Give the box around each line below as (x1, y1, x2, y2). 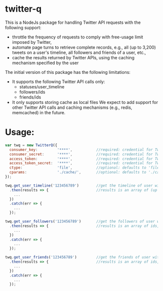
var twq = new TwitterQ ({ (5, 142, 57, 148)
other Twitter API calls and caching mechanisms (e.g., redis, (12, 104, 132, 110)
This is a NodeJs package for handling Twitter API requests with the (5, 19, 141, 25)
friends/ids (19, 94, 41, 100)
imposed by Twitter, (12, 39, 52, 45)
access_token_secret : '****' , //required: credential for (9, 161, 153, 166)
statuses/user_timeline (19, 84, 65, 89)
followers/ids (19, 89, 46, 95)
